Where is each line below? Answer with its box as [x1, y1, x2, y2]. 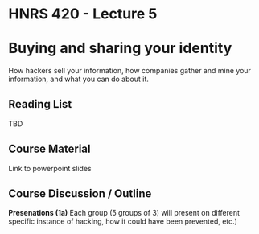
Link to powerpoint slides [8, 163, 92, 173]
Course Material [8, 142, 91, 156]
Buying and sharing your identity [8, 39, 232, 57]
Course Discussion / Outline [8, 187, 152, 200]
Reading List [8, 97, 72, 111]
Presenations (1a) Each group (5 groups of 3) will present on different [8, 208, 240, 218]
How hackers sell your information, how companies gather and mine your [8, 65, 252, 75]
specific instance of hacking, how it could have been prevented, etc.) [8, 216, 237, 226]
